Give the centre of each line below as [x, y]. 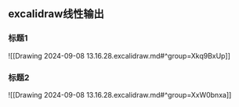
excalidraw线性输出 [56, 14]
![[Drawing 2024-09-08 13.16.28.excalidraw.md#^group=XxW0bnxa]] [120, 95]
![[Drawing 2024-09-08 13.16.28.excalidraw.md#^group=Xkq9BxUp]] [119, 55]
